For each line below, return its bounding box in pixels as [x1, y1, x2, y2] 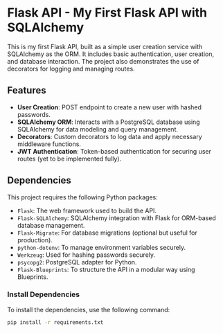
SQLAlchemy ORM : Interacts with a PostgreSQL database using [17, 118, 200, 126]
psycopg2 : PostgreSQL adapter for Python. [17, 258, 137, 266]
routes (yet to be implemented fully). [17, 154, 122, 163]
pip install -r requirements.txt [7, 318, 104, 326]
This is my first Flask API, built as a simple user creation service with [7, 42, 203, 51]
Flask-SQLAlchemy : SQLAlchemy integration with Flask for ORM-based [17, 213, 216, 222]
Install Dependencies [7, 289, 80, 299]
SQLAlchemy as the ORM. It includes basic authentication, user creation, [7, 50, 215, 58]
